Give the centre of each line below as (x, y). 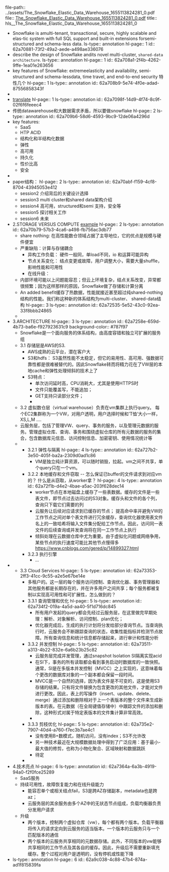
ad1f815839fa (27, 865)
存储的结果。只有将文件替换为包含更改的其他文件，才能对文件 (99, 687)
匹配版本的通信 (43, 835)
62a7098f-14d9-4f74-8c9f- (133, 99)
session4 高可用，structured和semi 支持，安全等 (71, 206)
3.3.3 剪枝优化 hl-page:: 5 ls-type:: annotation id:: (79, 724)
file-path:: (16, 7)
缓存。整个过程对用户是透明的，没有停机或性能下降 (80, 854)
